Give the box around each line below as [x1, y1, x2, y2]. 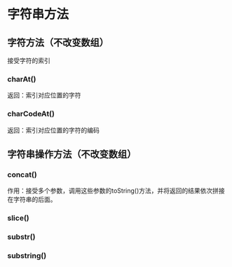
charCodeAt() [7, 109, 55, 119]
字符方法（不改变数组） [7, 36, 109, 48]
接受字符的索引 [7, 57, 50, 64]
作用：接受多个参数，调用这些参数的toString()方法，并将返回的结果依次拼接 [7, 186, 226, 195]
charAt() [7, 74, 36, 84]
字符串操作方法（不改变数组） [7, 148, 137, 160]
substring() [7, 251, 47, 261]
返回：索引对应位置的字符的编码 [7, 125, 100, 134]
